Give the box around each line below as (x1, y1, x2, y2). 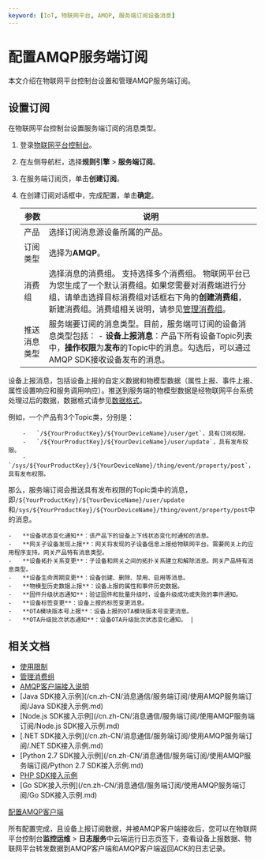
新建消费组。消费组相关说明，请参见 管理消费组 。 (48, 304, 231, 315)
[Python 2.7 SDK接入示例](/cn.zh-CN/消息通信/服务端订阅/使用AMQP (19, 751, 244, 760)
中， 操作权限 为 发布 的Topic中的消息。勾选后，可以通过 (48, 342, 251, 353)
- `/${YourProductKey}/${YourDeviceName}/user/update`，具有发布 (22, 438, 243, 447)
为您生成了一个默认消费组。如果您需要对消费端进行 (48, 280, 239, 291)
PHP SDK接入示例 (19, 771, 78, 780)
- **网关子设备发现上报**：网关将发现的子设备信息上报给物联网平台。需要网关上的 (8, 541, 248, 549)
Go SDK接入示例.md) (28, 790, 98, 800)
